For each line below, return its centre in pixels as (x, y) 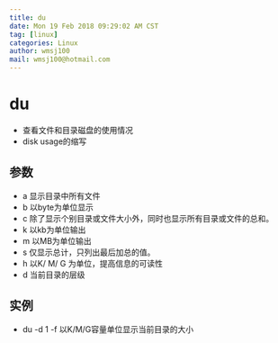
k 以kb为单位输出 (54, 230)
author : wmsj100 (40, 51)
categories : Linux (44, 43)
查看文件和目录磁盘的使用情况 (77, 130)
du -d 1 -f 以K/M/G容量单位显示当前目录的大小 (108, 329)
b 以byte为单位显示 (58, 207)
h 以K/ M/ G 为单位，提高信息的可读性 (93, 263)
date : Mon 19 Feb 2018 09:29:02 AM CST (84, 26)
